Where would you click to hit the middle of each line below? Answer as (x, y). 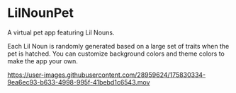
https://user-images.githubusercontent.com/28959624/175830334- (107, 75)
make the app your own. (43, 61)
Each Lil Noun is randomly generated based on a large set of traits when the (118, 46)
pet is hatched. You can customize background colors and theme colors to (116, 54)
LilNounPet (41, 13)
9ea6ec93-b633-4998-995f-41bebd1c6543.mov (79, 82)
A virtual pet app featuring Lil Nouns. (61, 32)
